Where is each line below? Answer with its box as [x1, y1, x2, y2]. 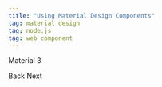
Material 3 [8, 56, 41, 65]
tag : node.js [8, 26, 52, 34]
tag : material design [8, 19, 81, 27]
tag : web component [8, 34, 73, 42]
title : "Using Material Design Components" [8, 11, 156, 20]
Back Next [8, 71, 42, 81]
